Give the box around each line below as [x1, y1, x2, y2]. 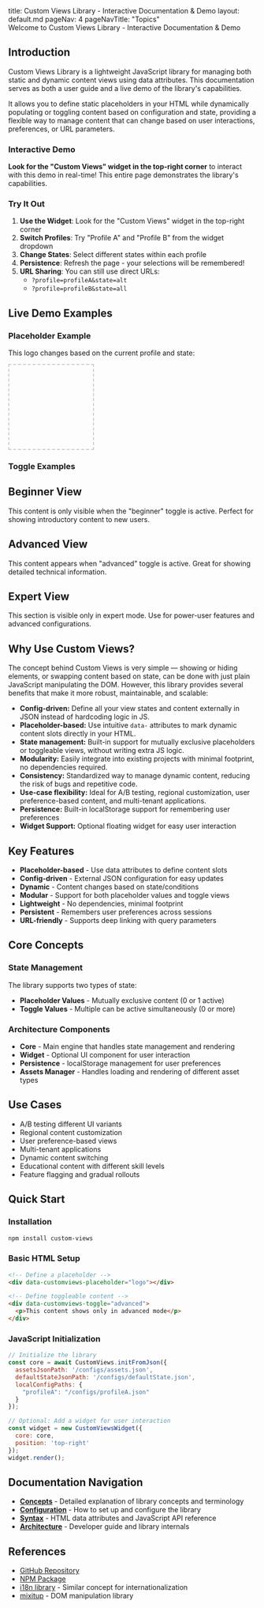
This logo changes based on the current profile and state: [8, 348, 195, 358]
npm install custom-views [8, 1234, 93, 1243]
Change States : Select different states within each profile [19, 250, 207, 259]
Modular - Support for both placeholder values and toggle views [19, 891, 230, 900]
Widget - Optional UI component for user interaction [19, 1050, 191, 1060]
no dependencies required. [19, 762, 108, 772]
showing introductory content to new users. [8, 514, 151, 524]
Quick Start [8, 1193, 65, 1206]
